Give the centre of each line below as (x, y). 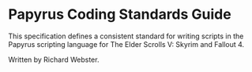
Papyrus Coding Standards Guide (120, 14)
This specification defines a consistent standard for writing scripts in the (126, 36)
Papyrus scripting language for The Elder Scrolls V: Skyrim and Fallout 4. (126, 44)
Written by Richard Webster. (54, 59)
